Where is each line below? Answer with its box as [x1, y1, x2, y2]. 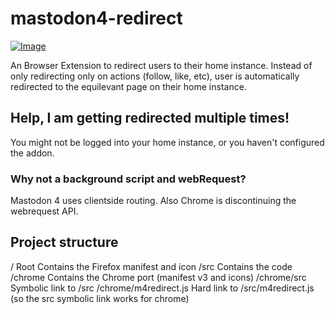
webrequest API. [10, 205, 79, 217]
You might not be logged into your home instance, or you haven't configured [10, 136, 325, 148]
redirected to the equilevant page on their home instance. [10, 80, 247, 92]
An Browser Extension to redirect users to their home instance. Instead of [10, 59, 313, 71]
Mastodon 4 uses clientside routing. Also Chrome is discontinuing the [10, 195, 297, 207]
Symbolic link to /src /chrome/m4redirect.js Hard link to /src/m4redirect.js [10, 282, 315, 294]
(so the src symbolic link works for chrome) [10, 292, 190, 304]
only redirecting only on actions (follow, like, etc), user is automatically [10, 70, 300, 82]
